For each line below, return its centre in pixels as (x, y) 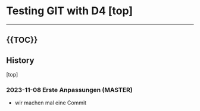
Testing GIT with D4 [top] (69, 11)
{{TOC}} (22, 40)
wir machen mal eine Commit (51, 103)
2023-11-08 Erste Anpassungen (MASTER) (69, 90)
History (20, 60)
